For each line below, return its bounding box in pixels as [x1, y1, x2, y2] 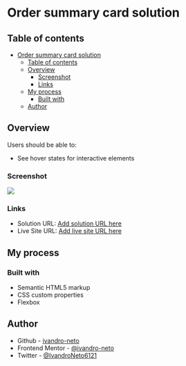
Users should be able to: [7, 140, 77, 149]
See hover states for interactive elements [17, 154, 135, 162]
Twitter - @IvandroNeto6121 [17, 351, 97, 359]
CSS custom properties [17, 291, 84, 299]
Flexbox [17, 298, 40, 306]
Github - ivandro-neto [17, 336, 80, 345]
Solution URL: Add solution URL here [17, 219, 122, 228]
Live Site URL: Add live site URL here [17, 227, 122, 235]
